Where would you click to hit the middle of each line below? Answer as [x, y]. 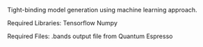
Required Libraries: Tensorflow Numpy [63, 23]
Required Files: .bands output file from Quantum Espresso [90, 36]
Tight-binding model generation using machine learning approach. [102, 10]
